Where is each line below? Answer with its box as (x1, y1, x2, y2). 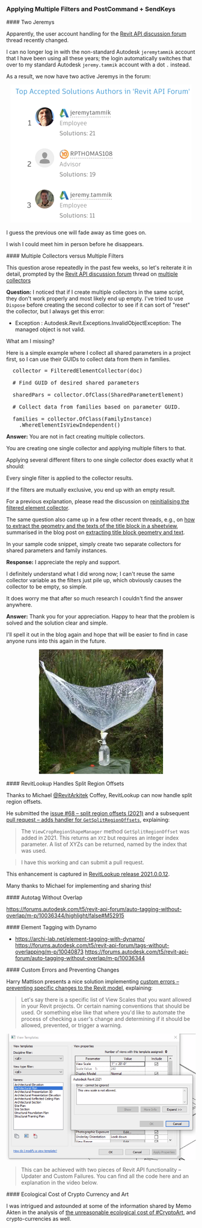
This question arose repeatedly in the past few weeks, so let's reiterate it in (6, 264, 192, 272)
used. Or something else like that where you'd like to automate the (20, 1009, 185, 1016)
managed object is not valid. (14, 326, 85, 333)
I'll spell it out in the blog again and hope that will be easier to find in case (6, 631, 188, 638)
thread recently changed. (6, 37, 69, 44)
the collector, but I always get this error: (6, 308, 105, 315)
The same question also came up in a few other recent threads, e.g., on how (6, 516, 195, 523)
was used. (20, 847, 47, 854)
